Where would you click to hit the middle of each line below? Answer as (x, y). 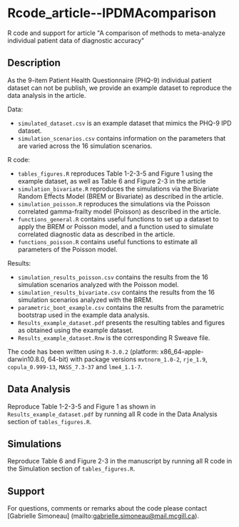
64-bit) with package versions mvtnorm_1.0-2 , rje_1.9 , (127, 359)
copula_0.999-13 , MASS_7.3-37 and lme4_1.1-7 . (75, 366)
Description (34, 63)
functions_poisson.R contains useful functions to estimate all (107, 241)
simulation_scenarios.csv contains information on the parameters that (122, 138)
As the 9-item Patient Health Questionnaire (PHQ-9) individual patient (110, 80)
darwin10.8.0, (27, 359)
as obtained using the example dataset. (76, 330)
